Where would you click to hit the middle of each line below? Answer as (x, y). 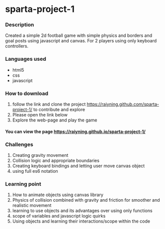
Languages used (26, 59)
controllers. (17, 46)
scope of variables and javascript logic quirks (59, 216)
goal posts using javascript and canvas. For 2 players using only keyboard (81, 41)
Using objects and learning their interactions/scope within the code (81, 221)
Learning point (23, 184)
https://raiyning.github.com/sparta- (123, 104)
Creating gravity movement (40, 155)
